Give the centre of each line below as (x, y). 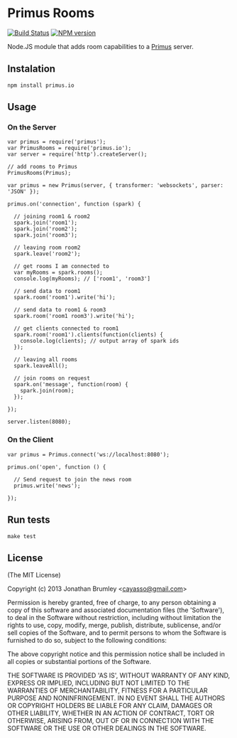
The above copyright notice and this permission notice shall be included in (116, 654)
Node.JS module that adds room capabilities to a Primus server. (100, 46)
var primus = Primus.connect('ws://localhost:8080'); (89, 454)
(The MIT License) (34, 575)
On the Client (31, 440)
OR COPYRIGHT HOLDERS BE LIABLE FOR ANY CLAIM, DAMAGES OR (110, 706)
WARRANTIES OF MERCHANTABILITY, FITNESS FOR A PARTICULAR (108, 690)
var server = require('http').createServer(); (77, 154)
